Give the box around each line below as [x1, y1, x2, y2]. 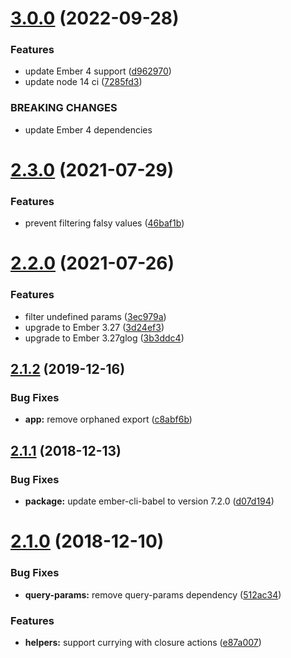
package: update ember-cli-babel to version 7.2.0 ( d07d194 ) [24, 495, 275, 507]
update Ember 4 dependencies [24, 123, 153, 136]
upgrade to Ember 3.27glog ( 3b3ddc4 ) [24, 332, 185, 344]
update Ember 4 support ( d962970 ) [24, 65, 172, 77]
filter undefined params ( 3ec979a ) [24, 310, 167, 322]
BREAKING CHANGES [10, 101, 118, 115]
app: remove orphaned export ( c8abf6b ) [24, 413, 193, 426]
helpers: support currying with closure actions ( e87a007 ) [24, 636, 262, 648]
